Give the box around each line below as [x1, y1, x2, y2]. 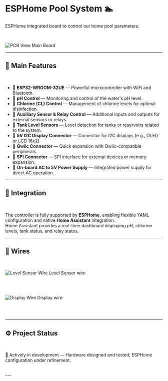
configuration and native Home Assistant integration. [5, 217, 115, 223]
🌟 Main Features [5, 62, 56, 70]
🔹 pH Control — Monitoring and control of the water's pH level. [12, 95, 142, 101]
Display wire [37, 295, 62, 301]
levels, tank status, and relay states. [5, 228, 79, 234]
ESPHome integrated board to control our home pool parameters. [5, 23, 139, 29]
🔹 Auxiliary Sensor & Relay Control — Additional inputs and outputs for [12, 111, 160, 117]
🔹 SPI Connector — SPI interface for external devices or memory [12, 154, 146, 160]
